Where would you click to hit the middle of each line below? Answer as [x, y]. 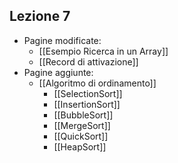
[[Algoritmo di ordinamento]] [97, 83]
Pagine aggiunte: [58, 72]
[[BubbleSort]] [83, 115]
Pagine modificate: [62, 40]
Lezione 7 [40, 16]
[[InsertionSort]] [87, 104]
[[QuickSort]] [81, 136]
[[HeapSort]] [80, 146]
